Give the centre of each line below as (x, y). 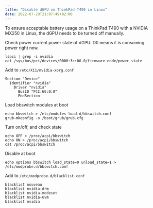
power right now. (22, 48)
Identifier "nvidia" (30, 83)
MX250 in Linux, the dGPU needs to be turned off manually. (65, 33)
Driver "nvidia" (30, 87)
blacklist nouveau (24, 184)
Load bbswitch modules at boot (37, 104)
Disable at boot (20, 153)
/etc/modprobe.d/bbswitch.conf (37, 166)
